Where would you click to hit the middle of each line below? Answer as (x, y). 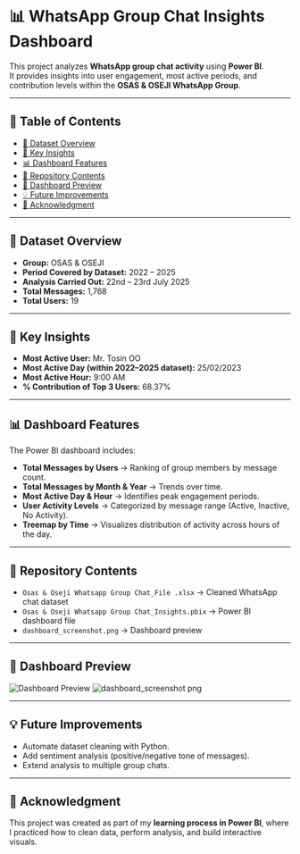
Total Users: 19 (50, 300)
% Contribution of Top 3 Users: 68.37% (96, 387)
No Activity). (45, 515)
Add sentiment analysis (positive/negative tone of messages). (136, 756)
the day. (37, 534)
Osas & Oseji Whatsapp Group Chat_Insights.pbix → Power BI (137, 611)
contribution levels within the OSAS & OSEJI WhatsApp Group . (125, 85)
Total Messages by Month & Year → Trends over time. (122, 487)
